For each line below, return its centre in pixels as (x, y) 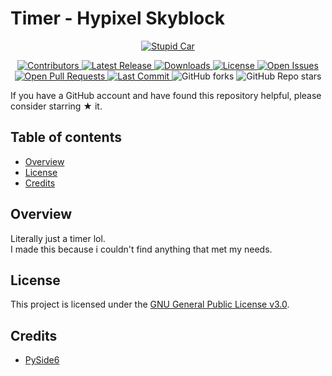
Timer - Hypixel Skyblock (117, 18)
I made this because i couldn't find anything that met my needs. (141, 249)
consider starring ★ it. (56, 106)
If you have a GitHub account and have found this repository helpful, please (166, 95)
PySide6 (42, 360)
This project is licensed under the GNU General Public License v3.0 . (150, 304)
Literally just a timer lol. (58, 238)
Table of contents (66, 137)
